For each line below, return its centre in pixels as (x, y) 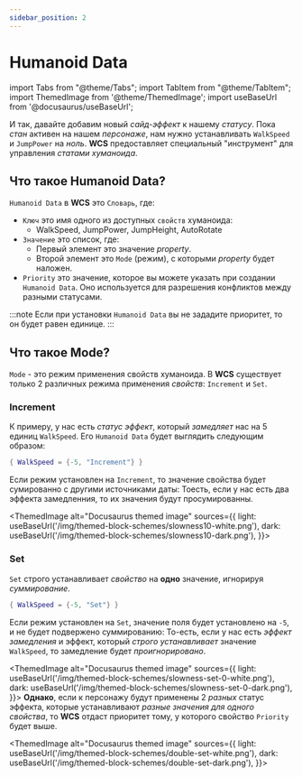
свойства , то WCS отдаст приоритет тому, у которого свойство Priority (149, 716)
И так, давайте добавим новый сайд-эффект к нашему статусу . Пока (143, 124)
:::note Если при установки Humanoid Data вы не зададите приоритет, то (146, 314)
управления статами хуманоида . (73, 153)
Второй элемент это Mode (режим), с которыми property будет (155, 259)
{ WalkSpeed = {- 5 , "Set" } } (64, 605)
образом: (27, 446)
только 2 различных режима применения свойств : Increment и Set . (138, 384)
